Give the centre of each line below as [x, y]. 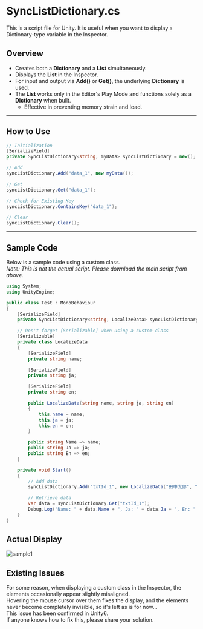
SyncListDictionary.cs [63, 11]
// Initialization [29, 146]
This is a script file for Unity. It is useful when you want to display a [90, 28]
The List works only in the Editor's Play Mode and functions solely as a [103, 94]
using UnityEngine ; [31, 292]
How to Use [28, 132]
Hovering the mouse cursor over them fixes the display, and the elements [98, 600]
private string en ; [53, 392]
